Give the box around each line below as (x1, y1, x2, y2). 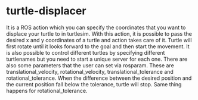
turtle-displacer (6, 4, 86, 18)
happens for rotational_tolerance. (6, 87, 88, 94)
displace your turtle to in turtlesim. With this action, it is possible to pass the (6, 30, 192, 37)
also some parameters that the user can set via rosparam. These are (6, 61, 174, 69)
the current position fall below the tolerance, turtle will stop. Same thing (6, 80, 182, 87)
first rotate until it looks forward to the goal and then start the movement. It (6, 43, 190, 50)
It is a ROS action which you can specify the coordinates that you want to (6, 24, 186, 31)
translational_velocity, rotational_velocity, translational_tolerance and (6, 68, 174, 75)
